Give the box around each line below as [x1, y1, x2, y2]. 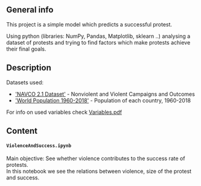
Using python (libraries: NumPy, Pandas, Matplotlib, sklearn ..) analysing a [6, 33, 191, 40]
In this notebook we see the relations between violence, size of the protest [6, 168, 192, 175]
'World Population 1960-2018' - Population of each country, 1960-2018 [14, 96, 191, 104]
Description [6, 63, 51, 73]
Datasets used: [6, 78, 44, 86]
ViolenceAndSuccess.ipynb [6, 143, 71, 149]
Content [6, 126, 38, 136]
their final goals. [6, 45, 46, 52]
